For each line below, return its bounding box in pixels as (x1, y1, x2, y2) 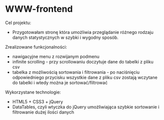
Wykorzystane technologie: (5, 89, 61, 95)
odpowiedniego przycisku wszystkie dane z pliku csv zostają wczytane (12, 74, 158, 80)
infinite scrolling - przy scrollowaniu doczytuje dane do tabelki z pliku (12, 59, 154, 64)
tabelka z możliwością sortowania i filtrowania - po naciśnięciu (12, 69, 140, 75)
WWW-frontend (5, 3, 73, 15)
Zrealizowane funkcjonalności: (5, 44, 68, 50)
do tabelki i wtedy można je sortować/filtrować (12, 80, 108, 86)
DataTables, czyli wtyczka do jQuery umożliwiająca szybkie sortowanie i (12, 104, 160, 110)
